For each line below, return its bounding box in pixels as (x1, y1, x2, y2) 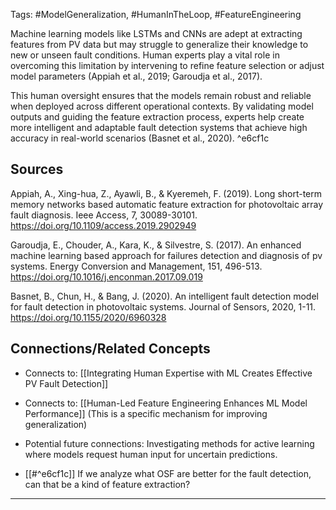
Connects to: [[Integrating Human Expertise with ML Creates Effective (24, 367, 313, 379)
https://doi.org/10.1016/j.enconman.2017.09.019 (10, 270, 203, 283)
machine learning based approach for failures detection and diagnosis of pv (10, 249, 323, 261)
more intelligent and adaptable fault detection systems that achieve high (10, 122, 308, 133)
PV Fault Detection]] (24, 377, 109, 389)
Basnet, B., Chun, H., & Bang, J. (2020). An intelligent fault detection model (10, 290, 319, 302)
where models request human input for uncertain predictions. (24, 448, 278, 460)
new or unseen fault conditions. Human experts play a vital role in (10, 49, 280, 61)
